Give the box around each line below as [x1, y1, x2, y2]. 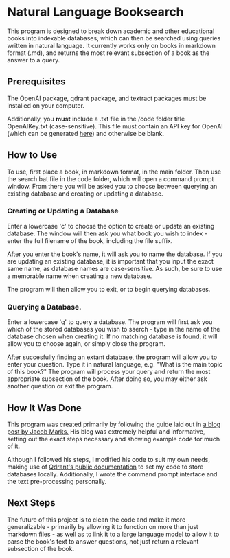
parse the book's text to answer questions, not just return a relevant [7, 537, 199, 546]
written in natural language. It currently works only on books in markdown [7, 41, 216, 49]
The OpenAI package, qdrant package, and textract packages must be [7, 94, 207, 102]
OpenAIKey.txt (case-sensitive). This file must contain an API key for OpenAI [7, 121, 223, 130]
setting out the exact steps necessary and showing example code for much [7, 434, 220, 443]
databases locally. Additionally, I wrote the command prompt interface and [7, 469, 218, 478]
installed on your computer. [7, 101, 84, 110]
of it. [7, 442, 21, 450]
